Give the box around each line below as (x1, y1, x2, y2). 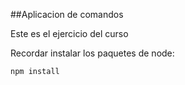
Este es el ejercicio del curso (10, 28, 129, 39)
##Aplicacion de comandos (10, 9, 124, 20)
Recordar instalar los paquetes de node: (10, 47, 175, 59)
